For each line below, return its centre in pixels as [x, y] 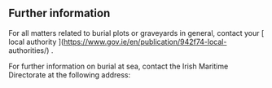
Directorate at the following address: [70, 75]
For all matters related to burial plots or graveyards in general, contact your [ [136, 33]
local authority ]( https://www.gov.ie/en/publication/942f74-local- [118, 42]
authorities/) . [31, 50]
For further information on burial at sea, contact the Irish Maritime [118, 66]
